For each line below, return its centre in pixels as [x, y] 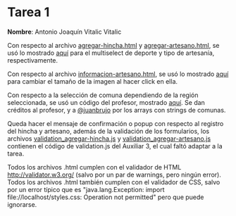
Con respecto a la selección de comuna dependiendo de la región [103, 95]
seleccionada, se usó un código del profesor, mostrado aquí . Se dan [106, 102]
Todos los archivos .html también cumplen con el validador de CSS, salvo [114, 182]
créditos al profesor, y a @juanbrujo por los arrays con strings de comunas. [117, 110]
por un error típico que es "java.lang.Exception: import [86, 189]
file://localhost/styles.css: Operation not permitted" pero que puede [106, 197]
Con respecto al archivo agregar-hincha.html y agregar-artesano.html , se [113, 45]
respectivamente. [33, 60]
